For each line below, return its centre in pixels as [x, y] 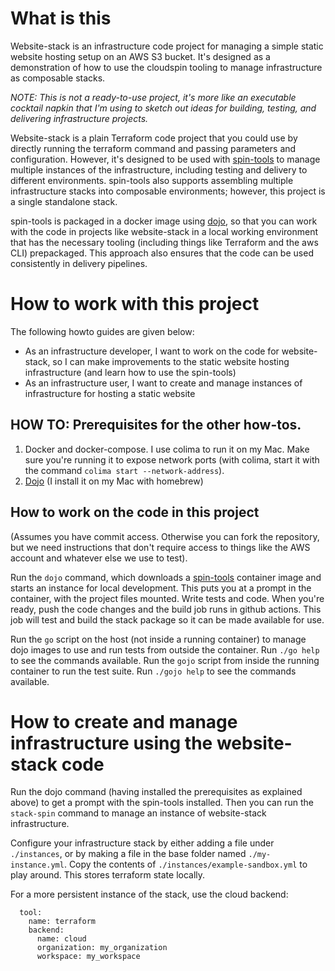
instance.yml [37, 865]
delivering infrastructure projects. [79, 118]
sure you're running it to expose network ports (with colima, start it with [172, 459]
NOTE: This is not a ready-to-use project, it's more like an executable [153, 97]
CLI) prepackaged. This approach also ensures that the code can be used [162, 253]
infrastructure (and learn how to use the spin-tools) [130, 372]
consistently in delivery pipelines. [79, 263]
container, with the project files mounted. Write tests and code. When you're [167, 598]
